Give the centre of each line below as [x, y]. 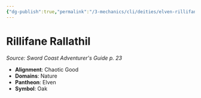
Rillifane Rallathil [48, 41]
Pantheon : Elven [35, 82]
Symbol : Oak [31, 88]
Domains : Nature [36, 76]
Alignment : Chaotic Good [47, 69]
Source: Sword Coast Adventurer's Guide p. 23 [64, 58]
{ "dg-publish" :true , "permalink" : [48, 12]
